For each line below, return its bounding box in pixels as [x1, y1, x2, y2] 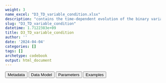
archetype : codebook [5, 53, 48, 58]
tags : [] [5, 48, 23, 53]
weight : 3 [5, 7, 26, 12]
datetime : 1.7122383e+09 [5, 26, 56, 31]
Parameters [58, 72, 80, 78]
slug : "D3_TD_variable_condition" [5, 21, 77, 26]
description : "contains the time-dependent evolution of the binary [5, 16, 149, 21]
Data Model [31, 72, 52, 78]
